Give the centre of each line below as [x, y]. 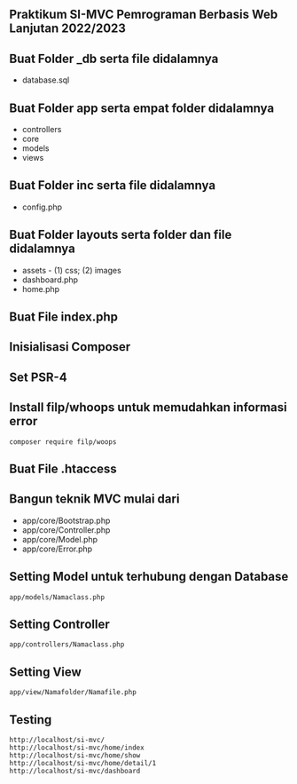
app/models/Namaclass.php [57, 597]
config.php [42, 207]
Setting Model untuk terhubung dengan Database [149, 577]
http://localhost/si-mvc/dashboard [75, 772]
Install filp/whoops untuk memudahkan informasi [148, 408]
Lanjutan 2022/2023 [68, 29]
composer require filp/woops [63, 442]
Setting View [45, 672]
